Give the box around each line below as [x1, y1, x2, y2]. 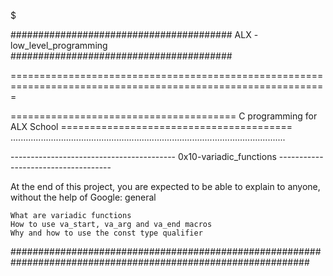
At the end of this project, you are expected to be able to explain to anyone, [10, 181, 321, 192]
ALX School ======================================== [10, 121, 293, 132]
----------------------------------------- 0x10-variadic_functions [10, 151, 277, 162]
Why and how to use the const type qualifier [10, 228, 203, 238]
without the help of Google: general [10, 191, 157, 203]
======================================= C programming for [10, 110, 318, 122]
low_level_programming [10, 40, 108, 51]
